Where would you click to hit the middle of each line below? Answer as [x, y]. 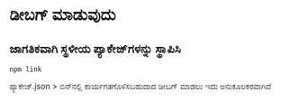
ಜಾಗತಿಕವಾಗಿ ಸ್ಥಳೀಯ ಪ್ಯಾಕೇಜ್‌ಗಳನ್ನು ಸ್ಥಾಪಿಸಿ [95, 48]
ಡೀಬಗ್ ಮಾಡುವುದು [63, 15]
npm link [26, 70]
